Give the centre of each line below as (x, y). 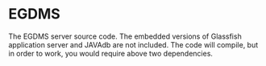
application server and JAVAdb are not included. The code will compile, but (133, 44)
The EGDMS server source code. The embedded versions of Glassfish (125, 36)
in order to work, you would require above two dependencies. (111, 53)
